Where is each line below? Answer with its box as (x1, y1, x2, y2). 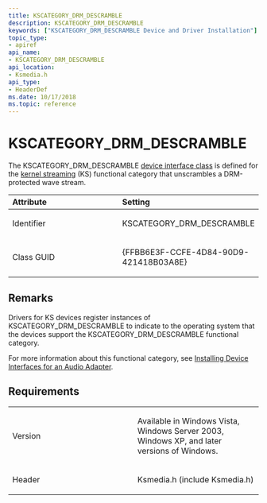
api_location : (8, 64, 56, 72)
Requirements (8, 385, 79, 398)
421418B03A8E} (122, 257, 188, 268)
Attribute (12, 196, 48, 207)
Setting (122, 196, 151, 207)
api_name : (8, 48, 41, 56)
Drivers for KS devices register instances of (8, 312, 151, 322)
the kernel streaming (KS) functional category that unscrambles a (8, 169, 222, 179)
